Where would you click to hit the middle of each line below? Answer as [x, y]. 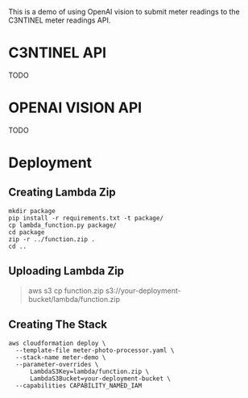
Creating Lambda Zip [62, 193]
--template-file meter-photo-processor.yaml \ [95, 350]
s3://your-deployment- [143, 291]
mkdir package [32, 211]
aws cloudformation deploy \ [57, 343]
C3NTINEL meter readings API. [60, 20]
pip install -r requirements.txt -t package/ [86, 218]
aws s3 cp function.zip [66, 291]
